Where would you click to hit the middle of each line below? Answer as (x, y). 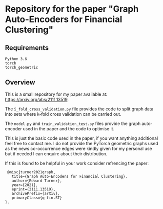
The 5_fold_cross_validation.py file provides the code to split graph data (79, 109)
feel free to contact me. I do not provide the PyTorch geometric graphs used (82, 143)
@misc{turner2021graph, (31, 172)
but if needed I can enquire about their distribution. (56, 154)
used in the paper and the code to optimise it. (69, 128)
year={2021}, (25, 185)
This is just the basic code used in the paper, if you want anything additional (81, 138)
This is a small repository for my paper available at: (56, 94)
